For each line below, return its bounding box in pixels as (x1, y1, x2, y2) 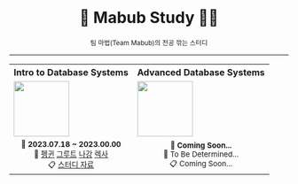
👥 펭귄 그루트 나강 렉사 (34, 149, 109, 159)
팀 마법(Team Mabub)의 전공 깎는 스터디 (90, 38, 208, 47)
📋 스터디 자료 (48, 159, 95, 170)
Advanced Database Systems (137, 65, 265, 78)
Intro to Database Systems (13, 65, 129, 78)
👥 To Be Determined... (162, 149, 239, 159)
